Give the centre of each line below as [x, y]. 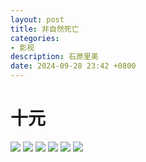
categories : [35, 38]
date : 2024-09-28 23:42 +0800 [73, 66]
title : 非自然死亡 [45, 29]
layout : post [37, 19]
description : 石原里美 [54, 57]
